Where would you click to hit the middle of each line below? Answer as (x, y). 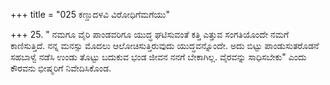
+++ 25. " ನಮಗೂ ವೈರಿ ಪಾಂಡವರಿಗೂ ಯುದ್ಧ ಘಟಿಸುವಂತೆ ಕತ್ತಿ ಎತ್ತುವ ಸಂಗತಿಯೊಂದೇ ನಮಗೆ (150, 34)
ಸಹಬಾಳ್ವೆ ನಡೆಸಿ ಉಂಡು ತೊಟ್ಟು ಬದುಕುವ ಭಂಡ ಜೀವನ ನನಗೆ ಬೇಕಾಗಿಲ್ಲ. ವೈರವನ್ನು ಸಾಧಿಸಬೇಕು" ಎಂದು (158, 57)
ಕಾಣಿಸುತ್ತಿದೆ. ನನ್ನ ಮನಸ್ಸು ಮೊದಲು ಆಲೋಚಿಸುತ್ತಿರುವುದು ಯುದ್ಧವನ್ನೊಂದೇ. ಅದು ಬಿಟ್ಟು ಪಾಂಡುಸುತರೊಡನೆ (165, 45)
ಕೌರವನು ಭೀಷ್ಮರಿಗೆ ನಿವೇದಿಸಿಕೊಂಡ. (61, 68)
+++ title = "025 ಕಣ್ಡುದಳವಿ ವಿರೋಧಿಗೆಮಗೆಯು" (90, 14)
